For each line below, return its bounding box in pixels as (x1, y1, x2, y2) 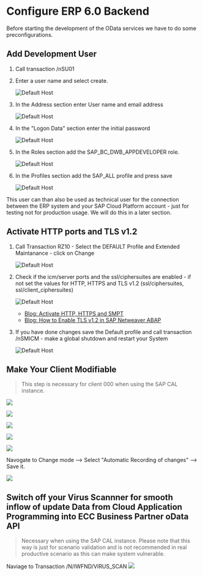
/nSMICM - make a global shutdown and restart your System (15, 335, 168, 342)
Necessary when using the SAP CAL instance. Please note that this (21, 537, 191, 545)
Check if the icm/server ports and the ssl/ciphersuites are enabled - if (15, 273, 191, 280)
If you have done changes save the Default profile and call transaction (15, 328, 192, 335)
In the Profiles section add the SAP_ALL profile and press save (15, 172, 172, 179)
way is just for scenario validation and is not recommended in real (21, 544, 188, 551)
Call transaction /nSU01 (15, 65, 75, 72)
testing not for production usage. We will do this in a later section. (6, 208, 172, 216)
